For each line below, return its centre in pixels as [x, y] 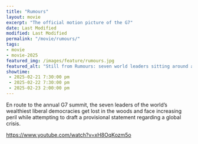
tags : [13, 45]
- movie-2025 [22, 55]
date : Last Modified [32, 28]
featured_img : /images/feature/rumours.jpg [60, 61]
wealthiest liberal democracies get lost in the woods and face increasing [94, 111]
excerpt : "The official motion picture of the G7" [70, 22]
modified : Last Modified [37, 34]
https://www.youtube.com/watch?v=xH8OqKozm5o [69, 135]
